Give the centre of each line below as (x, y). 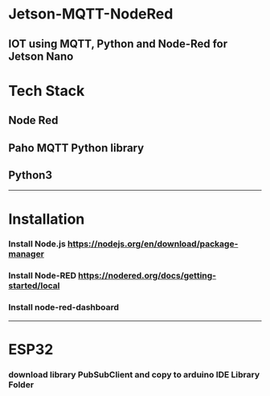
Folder (21, 385)
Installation (47, 219)
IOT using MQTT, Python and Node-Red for (118, 44)
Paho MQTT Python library (76, 148)
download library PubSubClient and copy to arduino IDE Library (134, 374)
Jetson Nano (41, 56)
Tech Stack (47, 91)
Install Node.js (37, 244)
